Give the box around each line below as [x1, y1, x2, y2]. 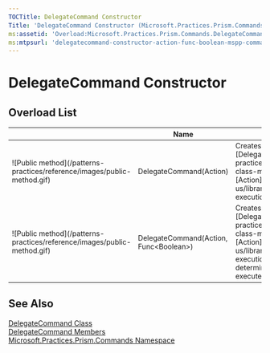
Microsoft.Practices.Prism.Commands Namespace [8, 335, 175, 345]
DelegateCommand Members [8, 327, 106, 336]
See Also [8, 297, 54, 310]
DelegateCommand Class [8, 318, 92, 328]
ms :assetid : [8, 30, 48, 38]
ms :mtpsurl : [8, 39, 48, 47]
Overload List [8, 105, 77, 120]
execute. [235, 271, 264, 281]
